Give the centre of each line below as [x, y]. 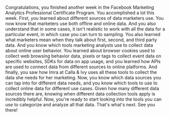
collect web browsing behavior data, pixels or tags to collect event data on [83, 56]
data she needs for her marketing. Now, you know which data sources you [83, 78]
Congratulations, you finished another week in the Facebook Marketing [80, 7]
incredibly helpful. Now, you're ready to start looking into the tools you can [83, 99]
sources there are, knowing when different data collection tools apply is [80, 94]
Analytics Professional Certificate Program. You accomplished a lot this [80, 13]
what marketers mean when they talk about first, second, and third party [81, 40]
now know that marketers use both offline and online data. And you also [81, 23]
